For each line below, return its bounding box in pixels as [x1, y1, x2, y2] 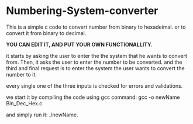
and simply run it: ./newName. [6, 111, 78, 118]
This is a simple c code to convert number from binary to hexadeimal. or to [6, 23, 186, 30]
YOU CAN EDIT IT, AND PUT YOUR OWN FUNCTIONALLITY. [6, 41, 153, 48]
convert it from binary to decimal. [6, 29, 87, 36]
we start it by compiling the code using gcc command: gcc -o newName [6, 94, 180, 101]
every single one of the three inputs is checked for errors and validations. [6, 82, 183, 89]
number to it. [6, 71, 37, 78]
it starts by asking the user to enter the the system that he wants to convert [6, 52, 187, 59]
